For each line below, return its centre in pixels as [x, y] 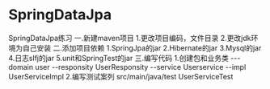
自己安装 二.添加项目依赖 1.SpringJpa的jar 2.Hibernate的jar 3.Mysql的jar [142, 48]
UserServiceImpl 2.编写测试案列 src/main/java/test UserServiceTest [121, 76]
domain [21, 67]
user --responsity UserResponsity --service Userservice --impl [141, 67]
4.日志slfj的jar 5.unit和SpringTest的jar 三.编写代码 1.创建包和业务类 [118, 58]
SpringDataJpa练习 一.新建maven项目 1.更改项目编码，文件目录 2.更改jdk [130, 38]
